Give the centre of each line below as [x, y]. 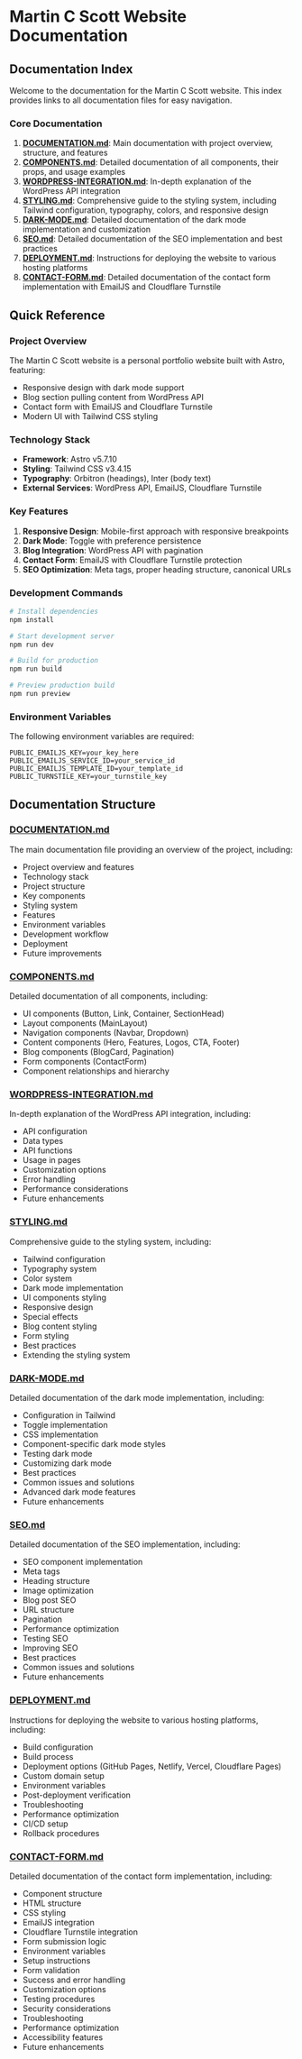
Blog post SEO [49, 1600]
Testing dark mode [57, 1454]
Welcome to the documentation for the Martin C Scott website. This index [146, 91]
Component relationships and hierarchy [96, 1071]
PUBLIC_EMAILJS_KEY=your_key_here [74, 753]
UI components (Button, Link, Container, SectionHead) [124, 1014]
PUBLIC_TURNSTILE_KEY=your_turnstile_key [88, 777]
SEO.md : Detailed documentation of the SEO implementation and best [152, 239]
